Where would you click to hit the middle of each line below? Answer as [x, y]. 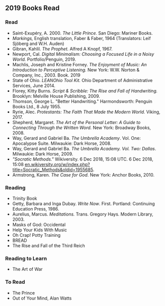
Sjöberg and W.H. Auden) [38, 44]
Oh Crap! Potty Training [36, 235]
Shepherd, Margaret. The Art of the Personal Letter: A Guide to [76, 122]
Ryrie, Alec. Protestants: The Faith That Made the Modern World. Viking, [86, 112]
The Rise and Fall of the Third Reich [49, 245]
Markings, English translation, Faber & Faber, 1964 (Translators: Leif [82, 38]
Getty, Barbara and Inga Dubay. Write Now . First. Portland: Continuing [83, 203]
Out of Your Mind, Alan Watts [42, 298]
